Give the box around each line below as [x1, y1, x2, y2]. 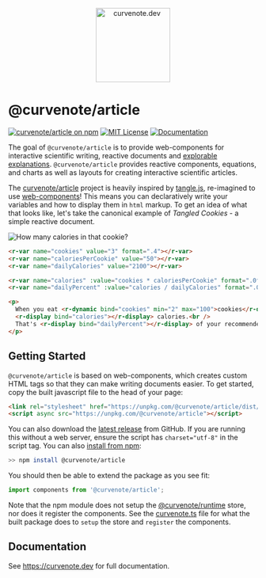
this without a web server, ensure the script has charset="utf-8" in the [8, 432, 239, 443]
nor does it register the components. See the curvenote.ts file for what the [8, 509, 251, 518]
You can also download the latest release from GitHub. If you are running [8, 424, 245, 434]
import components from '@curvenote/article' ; [8, 486, 165, 494]
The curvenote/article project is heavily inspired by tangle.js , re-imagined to [8, 183, 256, 192]
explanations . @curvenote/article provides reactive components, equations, [8, 159, 257, 169]
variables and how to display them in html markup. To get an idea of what [8, 200, 248, 209]
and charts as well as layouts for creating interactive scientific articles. [8, 167, 237, 177]
